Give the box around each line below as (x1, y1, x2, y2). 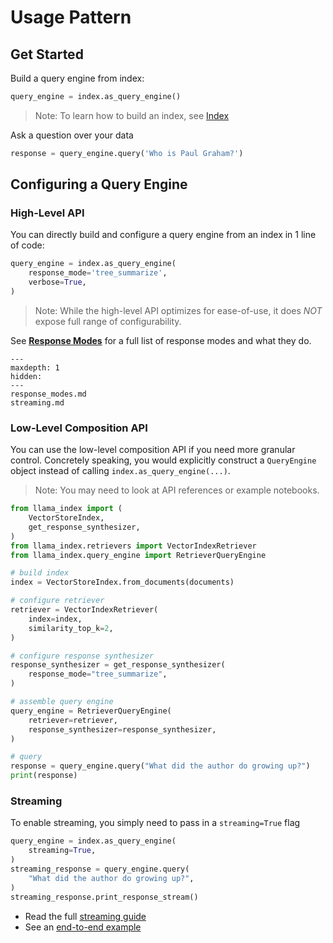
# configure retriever (10, 596, 105, 606)
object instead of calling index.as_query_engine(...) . (10, 465, 231, 477)
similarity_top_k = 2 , (28, 623, 114, 633)
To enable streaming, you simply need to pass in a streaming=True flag (10, 817, 301, 829)
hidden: (10, 371, 43, 381)
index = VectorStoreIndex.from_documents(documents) (10, 577, 235, 588)
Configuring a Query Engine (10, 176, 188, 193)
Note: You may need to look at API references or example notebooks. (34, 484, 320, 496)
